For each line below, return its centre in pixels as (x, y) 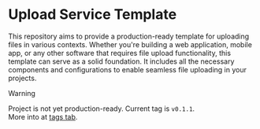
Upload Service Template (93, 15)
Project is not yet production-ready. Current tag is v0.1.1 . (102, 109)
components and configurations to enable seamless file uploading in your (127, 69)
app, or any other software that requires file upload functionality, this (119, 53)
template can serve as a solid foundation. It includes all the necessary (121, 61)
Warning (22, 93)
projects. (22, 78)
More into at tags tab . (43, 116)
